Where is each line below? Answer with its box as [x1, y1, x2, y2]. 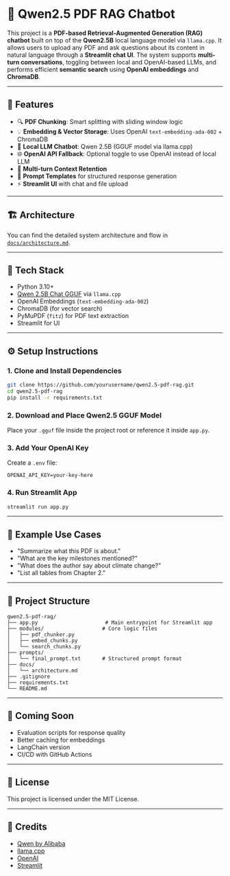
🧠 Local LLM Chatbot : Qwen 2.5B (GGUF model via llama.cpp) [16, 142, 193, 150]
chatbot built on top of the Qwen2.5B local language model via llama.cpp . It [7, 36, 222, 44]
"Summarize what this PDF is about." [16, 547, 121, 555]
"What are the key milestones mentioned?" [16, 555, 138, 563]
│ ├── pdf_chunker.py [7, 631, 75, 638]
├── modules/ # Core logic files [7, 625, 157, 633]
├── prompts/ [7, 649, 44, 657]
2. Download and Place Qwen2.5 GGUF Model [7, 411, 162, 420]
